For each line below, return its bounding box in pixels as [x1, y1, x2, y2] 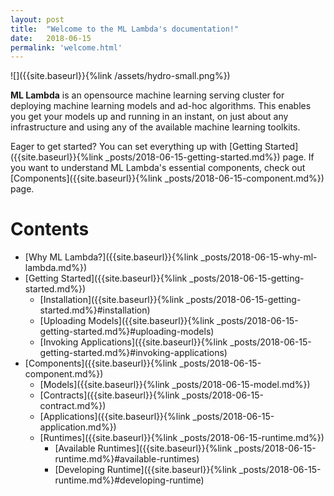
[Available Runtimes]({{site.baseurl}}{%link [54, 442, 233, 455]
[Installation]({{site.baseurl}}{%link [39, 294, 185, 306]
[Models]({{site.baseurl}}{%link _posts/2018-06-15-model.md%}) [39, 379, 311, 391]
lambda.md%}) [24, 262, 88, 274]
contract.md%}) [39, 400, 107, 412]
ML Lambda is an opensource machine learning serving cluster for [10, 89, 285, 101]
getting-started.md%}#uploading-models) [39, 326, 215, 338]
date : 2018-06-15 [10, 33, 92, 43]
